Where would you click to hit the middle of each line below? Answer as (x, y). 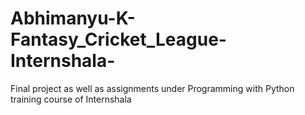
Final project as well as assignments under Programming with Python (152, 88)
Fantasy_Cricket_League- (118, 39)
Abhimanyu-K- (73, 18)
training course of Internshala (71, 99)
